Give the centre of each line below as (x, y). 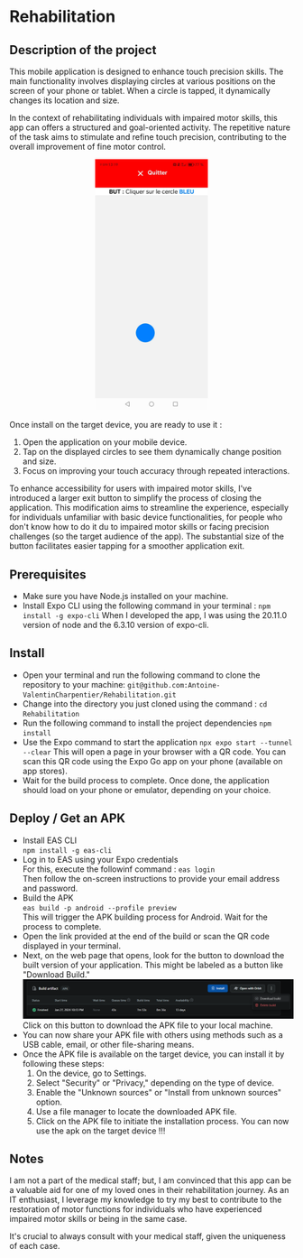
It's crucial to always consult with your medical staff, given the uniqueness (147, 1236)
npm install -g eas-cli (67, 850)
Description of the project (83, 50)
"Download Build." (56, 974)
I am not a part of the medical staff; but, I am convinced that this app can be (150, 1180)
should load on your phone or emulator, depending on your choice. (147, 790)
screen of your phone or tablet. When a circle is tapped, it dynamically (140, 91)
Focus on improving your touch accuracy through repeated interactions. (156, 471)
